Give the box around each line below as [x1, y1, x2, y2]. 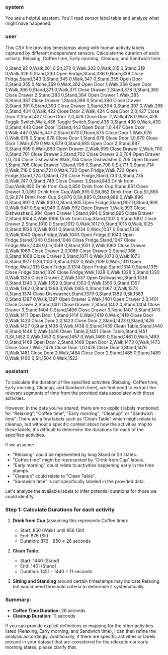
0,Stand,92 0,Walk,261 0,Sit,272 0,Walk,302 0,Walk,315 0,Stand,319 [5, 65, 145, 71]
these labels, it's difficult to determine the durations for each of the [5, 426, 144, 433]
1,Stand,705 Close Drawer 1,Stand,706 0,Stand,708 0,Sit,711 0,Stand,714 [5, 162, 154, 168]
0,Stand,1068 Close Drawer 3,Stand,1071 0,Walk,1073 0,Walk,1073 [5, 253, 140, 259]
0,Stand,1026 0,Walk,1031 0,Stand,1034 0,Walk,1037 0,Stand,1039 [5, 226, 140, 232]
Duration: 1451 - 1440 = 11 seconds [20, 569, 93, 575]
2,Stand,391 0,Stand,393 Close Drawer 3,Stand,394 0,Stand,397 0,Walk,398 [5, 103, 163, 109]
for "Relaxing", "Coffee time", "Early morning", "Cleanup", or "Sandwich [5, 410, 153, 416]
